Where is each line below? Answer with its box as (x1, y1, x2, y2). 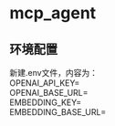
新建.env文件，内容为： (9, 68, 99, 78)
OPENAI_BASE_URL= (9, 88, 89, 98)
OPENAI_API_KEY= (9, 78, 80, 89)
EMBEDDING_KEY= (9, 97, 82, 108)
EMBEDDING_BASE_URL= (9, 107, 107, 117)
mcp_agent (9, 3, 97, 24)
